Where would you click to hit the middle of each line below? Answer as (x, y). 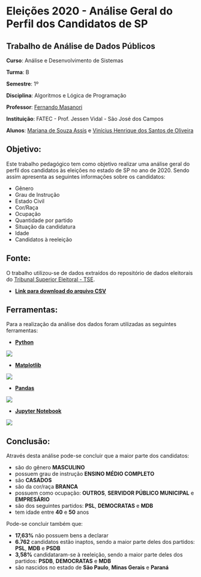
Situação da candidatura (45, 226)
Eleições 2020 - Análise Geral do (89, 11)
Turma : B (18, 72)
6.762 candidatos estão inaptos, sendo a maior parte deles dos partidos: (105, 542)
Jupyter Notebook (38, 411)
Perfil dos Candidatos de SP (77, 24)
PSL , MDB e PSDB (38, 548)
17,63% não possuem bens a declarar (62, 535)
